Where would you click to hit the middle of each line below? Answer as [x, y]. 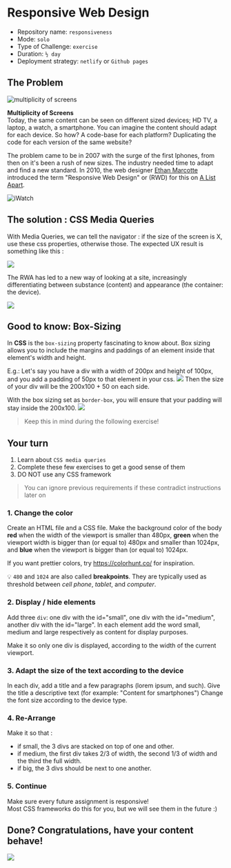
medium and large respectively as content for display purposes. [98, 632]
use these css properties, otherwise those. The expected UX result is [106, 243]
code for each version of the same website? [70, 142]
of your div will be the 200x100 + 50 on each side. [78, 387]
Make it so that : [30, 733]
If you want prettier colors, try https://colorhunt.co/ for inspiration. [101, 563]
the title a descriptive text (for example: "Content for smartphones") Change [115, 693]
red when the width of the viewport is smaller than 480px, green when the [113, 535]
